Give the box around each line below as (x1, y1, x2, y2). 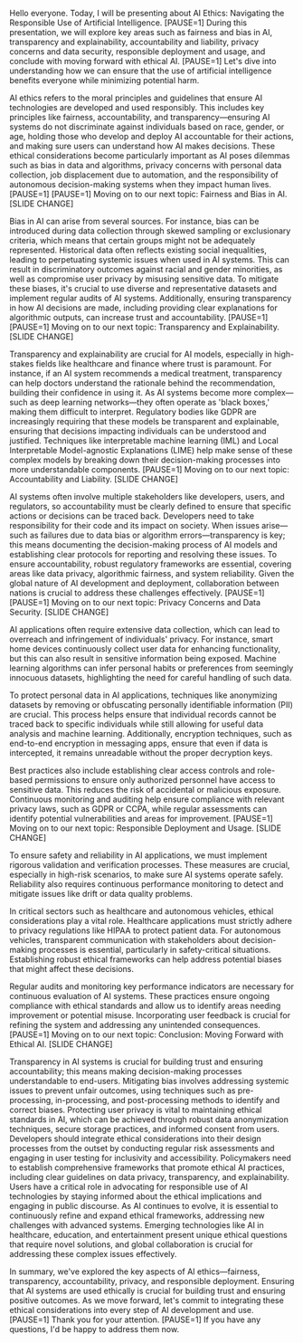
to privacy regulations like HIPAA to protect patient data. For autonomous (9, 925, 281, 936)
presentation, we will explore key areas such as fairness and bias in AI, (9, 27, 273, 37)
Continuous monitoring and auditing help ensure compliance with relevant (9, 794, 285, 805)
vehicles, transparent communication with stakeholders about (9, 935, 240, 945)
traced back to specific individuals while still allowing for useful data (9, 719, 264, 729)
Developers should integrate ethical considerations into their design (9, 1133, 262, 1144)
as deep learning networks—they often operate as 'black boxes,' (29, 397, 270, 407)
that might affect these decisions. (9, 964, 134, 974)
